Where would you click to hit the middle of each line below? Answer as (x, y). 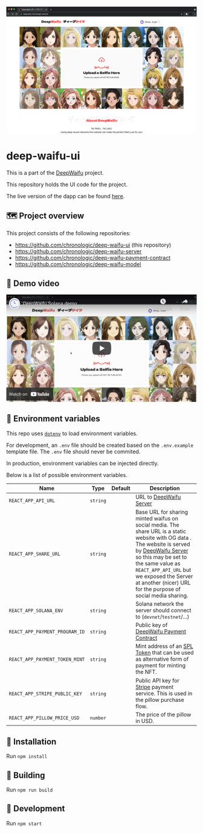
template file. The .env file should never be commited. (73, 452)
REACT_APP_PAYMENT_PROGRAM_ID (47, 632)
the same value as (158, 563)
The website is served (163, 544)
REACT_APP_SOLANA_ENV (36, 611)
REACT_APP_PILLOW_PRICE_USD (44, 718)
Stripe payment (155, 687)
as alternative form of (162, 659)
